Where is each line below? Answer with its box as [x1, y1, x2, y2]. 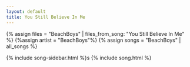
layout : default [6, 8, 46, 15]
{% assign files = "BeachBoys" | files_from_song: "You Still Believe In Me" [6, 30, 185, 37]
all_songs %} [6, 42, 38, 50]
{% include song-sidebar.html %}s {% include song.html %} [6, 54, 152, 61]
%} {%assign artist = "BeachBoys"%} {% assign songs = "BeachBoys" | [6, 36, 181, 43]
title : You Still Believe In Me [6, 14, 85, 20]
